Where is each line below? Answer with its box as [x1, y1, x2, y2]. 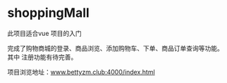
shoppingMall [7, 5, 90, 21]
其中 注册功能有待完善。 [7, 53, 78, 61]
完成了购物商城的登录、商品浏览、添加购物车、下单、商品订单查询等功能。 [7, 44, 223, 52]
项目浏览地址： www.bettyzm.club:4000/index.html [7, 68, 155, 76]
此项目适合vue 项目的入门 [7, 29, 82, 37]
